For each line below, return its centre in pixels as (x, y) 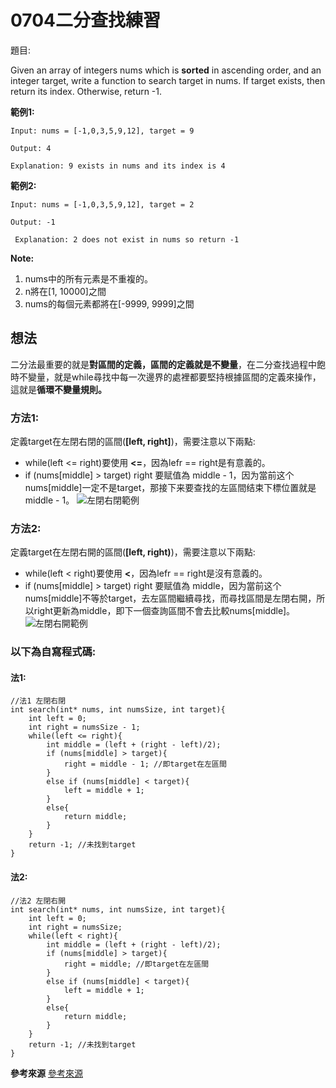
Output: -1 (33, 222)
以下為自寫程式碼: (53, 652)
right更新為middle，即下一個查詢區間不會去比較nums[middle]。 (164, 611)
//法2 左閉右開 (38, 901)
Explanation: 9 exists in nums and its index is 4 (118, 166)
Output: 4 (31, 148)
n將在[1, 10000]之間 (65, 291)
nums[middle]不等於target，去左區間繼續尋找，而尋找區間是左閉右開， (170, 598)
